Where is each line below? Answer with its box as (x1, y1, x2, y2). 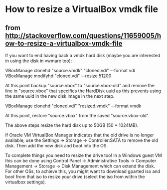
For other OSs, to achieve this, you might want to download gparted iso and (5, 168, 161, 174)
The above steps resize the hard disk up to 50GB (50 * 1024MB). (5, 122, 139, 128)
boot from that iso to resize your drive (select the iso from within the (5, 174, 145, 179)
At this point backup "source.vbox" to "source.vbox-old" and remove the (5, 83, 155, 88)
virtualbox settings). (5, 179, 46, 185)
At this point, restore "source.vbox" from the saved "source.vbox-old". (5, 113, 150, 118)
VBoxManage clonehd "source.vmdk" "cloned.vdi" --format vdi (5, 68, 136, 73)
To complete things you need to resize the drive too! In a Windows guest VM (5, 152, 162, 158)
